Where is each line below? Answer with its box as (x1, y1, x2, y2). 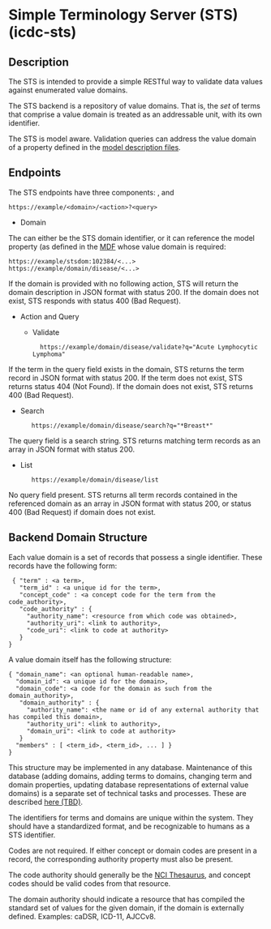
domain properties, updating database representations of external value (8, 780, 249, 790)
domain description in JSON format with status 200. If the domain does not (8, 287, 260, 297)
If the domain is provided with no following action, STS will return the (8, 278, 239, 289)
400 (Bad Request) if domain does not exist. (8, 507, 157, 516)
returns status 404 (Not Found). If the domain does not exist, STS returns (8, 381, 254, 391)
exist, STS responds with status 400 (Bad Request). (8, 296, 181, 306)
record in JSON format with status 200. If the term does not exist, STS (8, 373, 243, 383)
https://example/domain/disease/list (31, 476, 159, 484)
